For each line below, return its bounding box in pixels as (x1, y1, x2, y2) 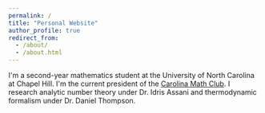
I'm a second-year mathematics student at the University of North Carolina (8, 71, 255, 80)
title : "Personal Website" (8, 19, 98, 27)
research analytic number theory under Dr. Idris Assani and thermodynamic (8, 88, 258, 96)
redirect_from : (8, 33, 59, 42)
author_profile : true (8, 26, 81, 34)
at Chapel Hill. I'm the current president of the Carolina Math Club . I (8, 79, 231, 88)
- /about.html (15, 49, 62, 56)
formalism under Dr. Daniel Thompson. (8, 96, 136, 105)
